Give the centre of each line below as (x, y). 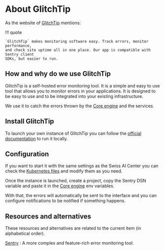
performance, (18, 45)
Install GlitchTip (30, 121)
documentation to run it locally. (36, 138)
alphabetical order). (25, 234)
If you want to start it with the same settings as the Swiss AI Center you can (82, 166)
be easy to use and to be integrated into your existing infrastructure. (74, 96)
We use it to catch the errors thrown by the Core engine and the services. (80, 106)
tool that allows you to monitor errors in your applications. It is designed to (81, 91)
